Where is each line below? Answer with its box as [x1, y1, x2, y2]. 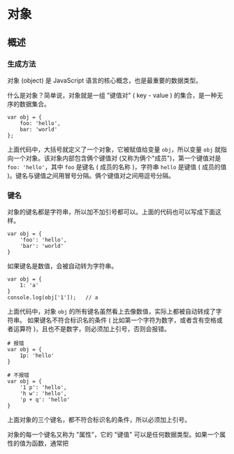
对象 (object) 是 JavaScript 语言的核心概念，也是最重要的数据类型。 [7, 76, 203, 85]
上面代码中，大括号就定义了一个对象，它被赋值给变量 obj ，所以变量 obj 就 [7, 145, 221, 154]
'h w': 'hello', [20, 390, 68, 397]
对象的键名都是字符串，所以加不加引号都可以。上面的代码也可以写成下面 [7, 207, 215, 217]
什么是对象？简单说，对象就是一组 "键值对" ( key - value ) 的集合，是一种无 [7, 91, 224, 99]
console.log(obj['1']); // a [7, 294, 98, 301]
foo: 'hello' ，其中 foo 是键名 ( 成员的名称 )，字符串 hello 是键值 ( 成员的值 [7, 162, 227, 171]
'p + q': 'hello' [20, 396, 71, 404]
